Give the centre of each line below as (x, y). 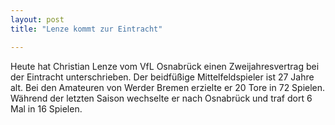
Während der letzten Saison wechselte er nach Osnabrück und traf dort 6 (161, 98)
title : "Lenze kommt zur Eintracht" (86, 29)
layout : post (37, 19)
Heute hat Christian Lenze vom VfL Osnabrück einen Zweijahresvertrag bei (165, 66)
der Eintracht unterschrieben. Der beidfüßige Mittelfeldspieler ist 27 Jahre (162, 77)
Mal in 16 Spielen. (46, 108)
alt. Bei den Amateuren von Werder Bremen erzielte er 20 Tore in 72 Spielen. (168, 87)
